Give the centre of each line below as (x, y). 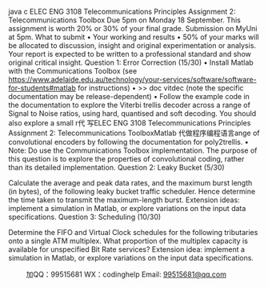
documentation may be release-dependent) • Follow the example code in (129, 96)
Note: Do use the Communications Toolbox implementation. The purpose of (133, 150)
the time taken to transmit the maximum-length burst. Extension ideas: (124, 200)
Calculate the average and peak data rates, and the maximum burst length (130, 183)
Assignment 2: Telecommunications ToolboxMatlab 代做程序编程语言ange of (134, 133)
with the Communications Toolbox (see (73, 71)
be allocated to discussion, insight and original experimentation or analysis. (132, 46)
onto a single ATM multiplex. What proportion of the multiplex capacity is (128, 241)
